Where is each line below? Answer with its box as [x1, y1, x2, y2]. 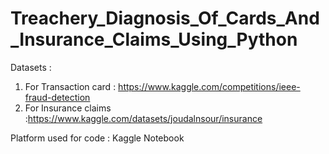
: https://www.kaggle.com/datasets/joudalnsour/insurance [24, 112, 263, 124]
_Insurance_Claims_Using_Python [10, 28, 298, 51]
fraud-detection [24, 91, 91, 103]
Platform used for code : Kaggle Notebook [10, 132, 185, 144]
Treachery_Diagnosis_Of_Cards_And [10, 7, 320, 30]
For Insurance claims [24, 102, 112, 114]
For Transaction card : [24, 80, 117, 92]
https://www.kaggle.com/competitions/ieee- [118, 80, 301, 92]
